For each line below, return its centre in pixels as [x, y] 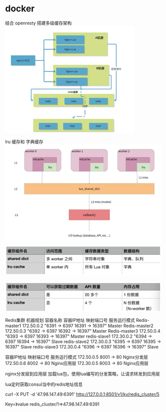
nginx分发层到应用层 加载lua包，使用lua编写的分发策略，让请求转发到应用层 [83, 374]
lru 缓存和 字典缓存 [24, 141]
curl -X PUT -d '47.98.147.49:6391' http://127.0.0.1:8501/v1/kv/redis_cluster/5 [82, 394]
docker [20, 9]
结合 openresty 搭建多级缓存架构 [38, 23]
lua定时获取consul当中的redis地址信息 [44, 384]
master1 [13, 326]
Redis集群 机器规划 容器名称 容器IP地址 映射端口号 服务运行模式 [70, 320]
